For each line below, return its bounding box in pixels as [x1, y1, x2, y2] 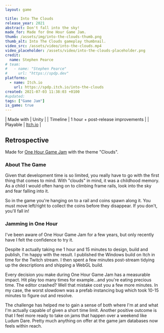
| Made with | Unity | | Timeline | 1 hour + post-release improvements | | [5, 117, 149, 122]
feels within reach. [5, 323, 43, 329]
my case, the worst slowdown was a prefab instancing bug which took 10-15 [5, 287, 159, 293]
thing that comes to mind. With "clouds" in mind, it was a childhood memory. [5, 178, 160, 183]
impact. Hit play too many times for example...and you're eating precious [5, 276, 152, 283]
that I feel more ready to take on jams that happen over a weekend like [5, 312, 147, 318]
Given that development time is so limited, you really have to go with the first [5, 173, 159, 179]
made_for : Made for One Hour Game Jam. [5, 30, 87, 35]
